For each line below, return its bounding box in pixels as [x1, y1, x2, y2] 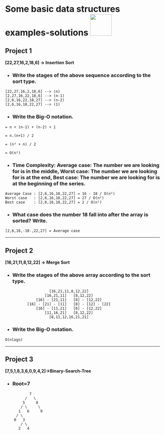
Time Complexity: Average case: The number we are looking [12, 162, 160, 168]
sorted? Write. [12, 217, 48, 224]
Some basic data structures [5, 3, 120, 15]
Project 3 [5, 355, 33, 363]
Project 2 [5, 246, 33, 255]
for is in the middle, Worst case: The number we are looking [12, 168, 157, 175]
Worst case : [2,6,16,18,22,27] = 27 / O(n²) [5, 195, 105, 200]
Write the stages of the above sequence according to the [12, 72, 151, 79]
